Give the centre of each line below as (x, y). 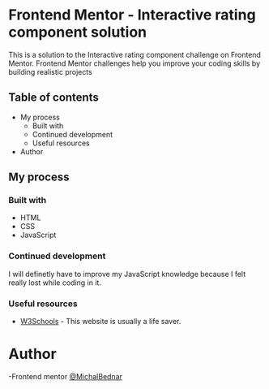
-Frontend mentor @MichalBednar (66, 376)
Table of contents (53, 98)
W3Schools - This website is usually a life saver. (100, 322)
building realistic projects (51, 71)
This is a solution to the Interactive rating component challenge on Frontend (135, 54)
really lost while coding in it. (55, 283)
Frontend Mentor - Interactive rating (132, 15)
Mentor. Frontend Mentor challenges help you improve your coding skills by (134, 63)
